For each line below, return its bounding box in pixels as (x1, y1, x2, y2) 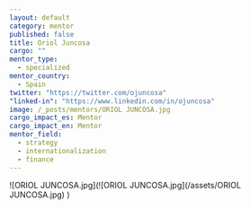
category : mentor (9, 22, 75, 30)
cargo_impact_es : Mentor (9, 113, 103, 122)
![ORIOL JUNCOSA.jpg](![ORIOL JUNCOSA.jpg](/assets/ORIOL (9, 179, 241, 190)
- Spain (17, 80, 47, 89)
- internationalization (17, 146, 106, 155)
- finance (17, 154, 54, 164)
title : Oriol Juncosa (9, 38, 91, 48)
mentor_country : (9, 72, 70, 81)
